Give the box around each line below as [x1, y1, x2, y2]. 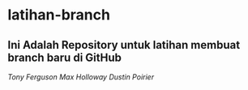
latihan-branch [7, 6, 111, 24]
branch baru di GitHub [7, 50, 122, 64]
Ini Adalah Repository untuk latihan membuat [7, 38, 241, 52]
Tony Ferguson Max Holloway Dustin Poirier [7, 72, 155, 82]
